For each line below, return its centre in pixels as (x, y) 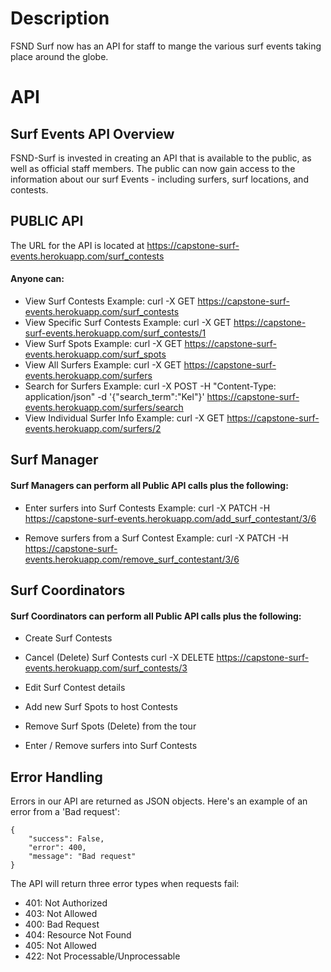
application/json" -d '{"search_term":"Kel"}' (114, 396)
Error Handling (56, 777)
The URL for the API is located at (77, 245)
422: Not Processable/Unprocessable (102, 956)
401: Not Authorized (66, 903)
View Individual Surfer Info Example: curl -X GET (124, 418)
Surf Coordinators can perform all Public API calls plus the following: (156, 616)
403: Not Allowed (61, 913)
